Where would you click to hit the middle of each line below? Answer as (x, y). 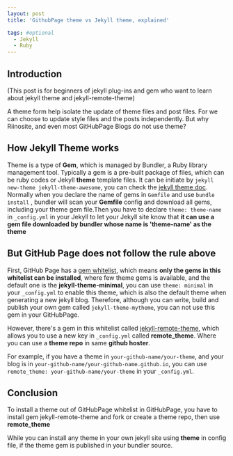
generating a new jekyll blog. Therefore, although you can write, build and (113, 299)
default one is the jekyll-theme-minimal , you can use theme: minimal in (110, 285)
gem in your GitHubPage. (43, 315)
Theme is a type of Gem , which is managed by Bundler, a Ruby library (107, 165)
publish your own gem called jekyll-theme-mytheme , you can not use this (111, 307)
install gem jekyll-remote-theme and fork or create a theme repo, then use (114, 417)
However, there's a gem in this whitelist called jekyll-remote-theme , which (113, 328)
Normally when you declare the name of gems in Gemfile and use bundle (111, 194)
